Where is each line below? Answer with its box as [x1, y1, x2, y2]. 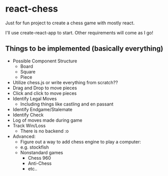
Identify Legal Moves [12, 95, 57, 101]
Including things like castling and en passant [20, 101, 114, 107]
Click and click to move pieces [12, 90, 77, 96]
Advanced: [12, 133, 36, 139]
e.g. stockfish [20, 144, 49, 150]
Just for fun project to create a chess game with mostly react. [5, 20, 135, 26]
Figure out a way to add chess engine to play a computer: [20, 138, 142, 145]
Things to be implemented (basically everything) [5, 44, 164, 53]
